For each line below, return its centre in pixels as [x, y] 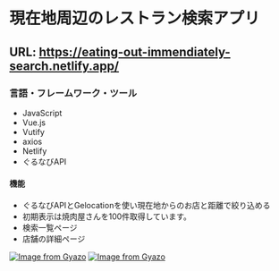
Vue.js [34, 123]
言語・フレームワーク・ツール [73, 93]
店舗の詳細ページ [54, 239]
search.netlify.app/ [64, 66]
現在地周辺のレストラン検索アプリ [135, 18]
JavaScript [42, 113]
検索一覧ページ [50, 228]
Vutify [33, 131]
